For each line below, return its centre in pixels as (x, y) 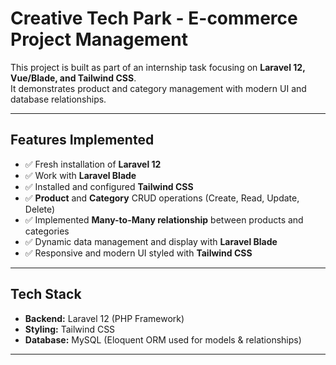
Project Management (99, 39)
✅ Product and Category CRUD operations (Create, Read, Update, (162, 198)
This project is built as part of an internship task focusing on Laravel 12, (158, 67)
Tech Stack (46, 294)
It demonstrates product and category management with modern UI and (158, 88)
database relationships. (58, 99)
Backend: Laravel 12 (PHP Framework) (104, 318)
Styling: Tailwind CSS (70, 329)
